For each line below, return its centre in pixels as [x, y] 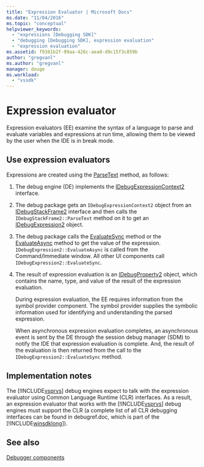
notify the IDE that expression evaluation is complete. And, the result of [104, 343]
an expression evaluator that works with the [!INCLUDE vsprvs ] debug [94, 404]
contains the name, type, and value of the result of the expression [98, 281]
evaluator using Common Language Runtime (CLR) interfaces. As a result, [99, 397]
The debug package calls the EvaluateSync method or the [88, 236]
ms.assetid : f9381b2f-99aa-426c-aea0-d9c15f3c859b [72, 52]
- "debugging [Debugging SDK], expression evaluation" [83, 40]
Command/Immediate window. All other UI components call [90, 256]
